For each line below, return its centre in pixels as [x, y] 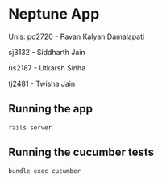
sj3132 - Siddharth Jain [47, 52]
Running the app [50, 109]
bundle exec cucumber [45, 171]
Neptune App [54, 14]
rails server [30, 127]
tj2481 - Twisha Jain [42, 83]
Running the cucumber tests [81, 152]
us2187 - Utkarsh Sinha [47, 68]
